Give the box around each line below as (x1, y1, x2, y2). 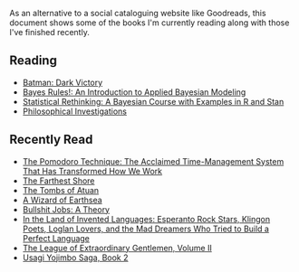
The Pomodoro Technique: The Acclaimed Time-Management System (22, 155, 285, 166)
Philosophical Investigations (22, 106, 127, 117)
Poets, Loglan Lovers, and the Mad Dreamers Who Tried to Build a (22, 223, 270, 234)
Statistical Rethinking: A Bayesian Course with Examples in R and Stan (22, 96, 285, 107)
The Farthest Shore (22, 175, 95, 186)
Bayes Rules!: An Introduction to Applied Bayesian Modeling (22, 86, 246, 98)
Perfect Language (22, 232, 91, 243)
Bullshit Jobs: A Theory (22, 203, 111, 215)
